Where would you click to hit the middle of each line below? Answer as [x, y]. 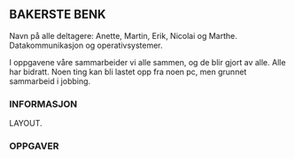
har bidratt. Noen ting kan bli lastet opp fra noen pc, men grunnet [128, 72]
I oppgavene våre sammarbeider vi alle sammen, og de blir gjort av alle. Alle [147, 62]
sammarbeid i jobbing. [50, 81]
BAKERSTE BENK [58, 15]
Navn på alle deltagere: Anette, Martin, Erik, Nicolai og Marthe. [123, 35]
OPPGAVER [34, 147]
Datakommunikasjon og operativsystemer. [86, 45]
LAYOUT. [26, 124]
